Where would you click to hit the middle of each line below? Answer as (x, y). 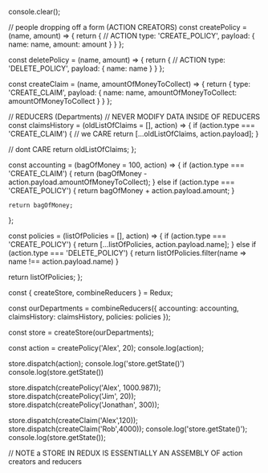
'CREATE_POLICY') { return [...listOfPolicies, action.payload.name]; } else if (132, 244)
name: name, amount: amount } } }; (66, 44)
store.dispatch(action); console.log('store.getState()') (97, 364)
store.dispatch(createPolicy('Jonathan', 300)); (84, 405)
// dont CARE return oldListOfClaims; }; (72, 149)
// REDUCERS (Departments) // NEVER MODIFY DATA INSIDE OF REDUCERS (134, 117)
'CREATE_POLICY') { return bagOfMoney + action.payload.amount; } (122, 191)
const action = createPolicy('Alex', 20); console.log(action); (106, 348)
